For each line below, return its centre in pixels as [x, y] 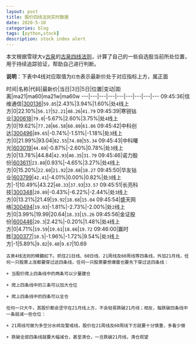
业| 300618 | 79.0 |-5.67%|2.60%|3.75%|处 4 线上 [62, 118]
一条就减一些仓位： [26, 314]
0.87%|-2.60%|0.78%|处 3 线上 [87, 148]
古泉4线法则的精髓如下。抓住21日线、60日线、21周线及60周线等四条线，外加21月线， [95, 256]
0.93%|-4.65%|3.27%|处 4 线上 [83, 162]
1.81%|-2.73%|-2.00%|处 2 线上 [88, 207]
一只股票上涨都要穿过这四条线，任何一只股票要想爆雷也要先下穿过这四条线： [89, 262]
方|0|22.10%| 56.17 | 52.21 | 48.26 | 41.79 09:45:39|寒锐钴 [71, 111]
